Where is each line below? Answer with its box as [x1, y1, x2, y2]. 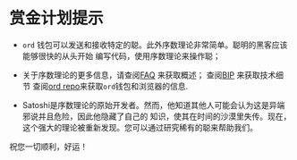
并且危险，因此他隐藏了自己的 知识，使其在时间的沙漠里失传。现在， [38, 111, 292, 122]
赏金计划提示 [9, 8, 105, 29]
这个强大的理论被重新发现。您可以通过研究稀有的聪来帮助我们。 [21, 122, 258, 132]
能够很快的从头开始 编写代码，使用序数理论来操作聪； [21, 50, 221, 61]
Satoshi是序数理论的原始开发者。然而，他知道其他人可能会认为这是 [21, 99, 270, 110]
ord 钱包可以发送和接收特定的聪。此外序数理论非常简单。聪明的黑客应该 [21, 39, 288, 50]
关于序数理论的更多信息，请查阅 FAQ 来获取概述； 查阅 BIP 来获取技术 [21, 69, 276, 80]
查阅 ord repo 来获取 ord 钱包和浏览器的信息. [32, 80, 189, 91]
